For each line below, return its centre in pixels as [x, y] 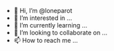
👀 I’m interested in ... [43, 18]
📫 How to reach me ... [46, 40]
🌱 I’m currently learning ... [50, 25]
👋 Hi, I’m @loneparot [43, 11]
